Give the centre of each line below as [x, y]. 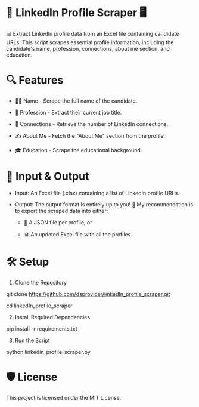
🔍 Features [35, 80]
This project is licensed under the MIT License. [64, 397]
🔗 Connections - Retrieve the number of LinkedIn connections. [91, 124]
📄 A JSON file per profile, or [58, 222]
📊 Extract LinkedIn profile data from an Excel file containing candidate [93, 33]
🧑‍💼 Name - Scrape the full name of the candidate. [76, 101]
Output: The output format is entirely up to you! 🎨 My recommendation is [104, 204]
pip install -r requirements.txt [42, 329]
